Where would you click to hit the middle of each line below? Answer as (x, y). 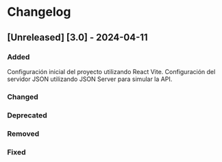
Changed (23, 97)
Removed (23, 133)
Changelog (39, 12)
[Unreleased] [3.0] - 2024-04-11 (78, 37)
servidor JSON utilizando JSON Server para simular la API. (90, 79)
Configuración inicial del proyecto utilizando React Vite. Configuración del (111, 71)
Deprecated (27, 115)
